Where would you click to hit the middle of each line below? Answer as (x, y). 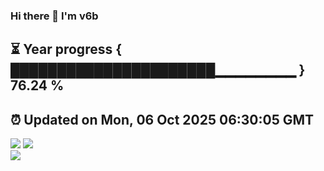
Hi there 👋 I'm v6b (54, 16)
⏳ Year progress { (66, 49)
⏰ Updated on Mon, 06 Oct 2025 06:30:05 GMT (162, 119)
